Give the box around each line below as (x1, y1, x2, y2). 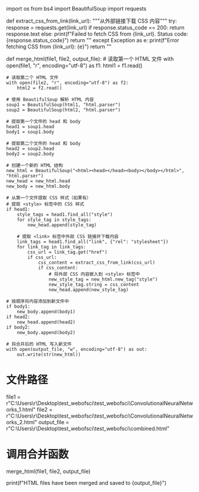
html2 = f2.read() (17, 85, 62, 91)
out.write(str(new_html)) (17, 351, 81, 357)
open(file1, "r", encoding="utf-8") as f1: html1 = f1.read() (6, 62, 143, 69)
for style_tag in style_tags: (17, 217, 92, 223)
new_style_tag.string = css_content (48, 282, 140, 288)
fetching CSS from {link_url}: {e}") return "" (6, 43, 112, 50)
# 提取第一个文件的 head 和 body (6, 119, 81, 124)
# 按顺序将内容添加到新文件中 (6, 298, 70, 304)
